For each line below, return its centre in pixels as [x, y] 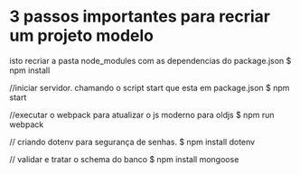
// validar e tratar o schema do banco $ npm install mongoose [124, 159]
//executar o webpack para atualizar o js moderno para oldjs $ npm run [142, 114]
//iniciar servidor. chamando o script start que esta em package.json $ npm [150, 87]
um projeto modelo [82, 36]
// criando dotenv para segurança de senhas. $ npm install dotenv [132, 142]
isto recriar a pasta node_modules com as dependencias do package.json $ [150, 60]
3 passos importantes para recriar [140, 17]
